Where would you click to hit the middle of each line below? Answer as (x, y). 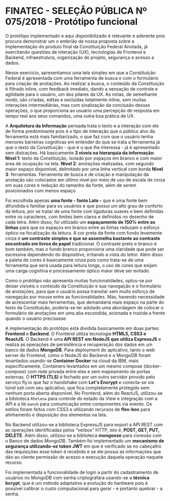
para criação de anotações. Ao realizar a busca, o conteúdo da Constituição (85, 83)
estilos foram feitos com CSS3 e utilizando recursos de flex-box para (78, 409)
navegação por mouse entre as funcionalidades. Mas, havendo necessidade (85, 297)
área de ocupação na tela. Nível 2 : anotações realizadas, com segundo (80, 163)
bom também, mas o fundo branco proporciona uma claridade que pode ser (85, 249)
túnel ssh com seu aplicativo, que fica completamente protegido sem (77, 388)
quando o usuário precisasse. (36, 318)
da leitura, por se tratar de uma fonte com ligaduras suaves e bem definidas (84, 211)
